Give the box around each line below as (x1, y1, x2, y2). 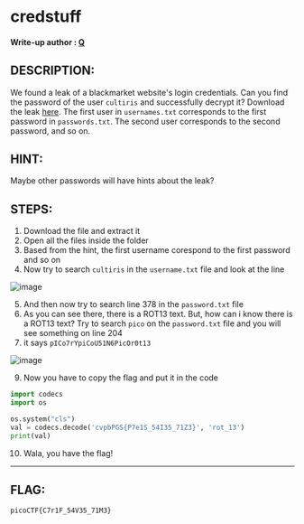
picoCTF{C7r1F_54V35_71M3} (10, 506, 112, 516)
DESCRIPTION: (10, 63, 96, 79)
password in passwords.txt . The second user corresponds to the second (10, 116, 281, 126)
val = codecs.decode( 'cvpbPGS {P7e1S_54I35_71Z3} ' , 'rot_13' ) (10, 423, 245, 432)
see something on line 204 (23, 328, 123, 339)
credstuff (10, 6, 82, 27)
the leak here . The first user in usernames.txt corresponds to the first (10, 106, 267, 117)
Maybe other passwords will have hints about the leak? (10, 175, 215, 186)
